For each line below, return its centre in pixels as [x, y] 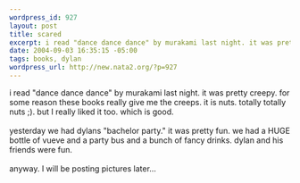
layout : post [33, 26]
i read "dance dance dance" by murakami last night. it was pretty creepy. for [150, 92]
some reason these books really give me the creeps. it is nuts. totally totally [148, 102]
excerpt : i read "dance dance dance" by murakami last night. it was [142, 42]
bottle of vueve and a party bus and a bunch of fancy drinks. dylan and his [146, 140]
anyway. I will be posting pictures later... [83, 168]
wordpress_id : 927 [43, 17]
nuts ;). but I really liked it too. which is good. [92, 112]
